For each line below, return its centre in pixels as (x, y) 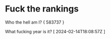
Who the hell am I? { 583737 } (35, 22)
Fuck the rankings (42, 9)
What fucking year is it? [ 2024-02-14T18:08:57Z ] (55, 31)
